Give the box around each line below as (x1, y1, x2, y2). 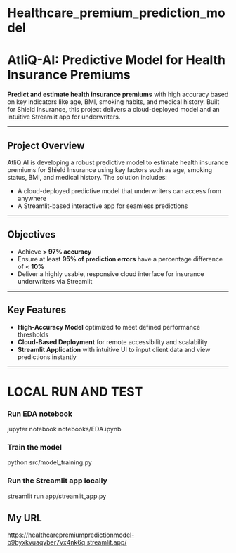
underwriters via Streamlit (17, 277, 93, 285)
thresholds (17, 330, 49, 339)
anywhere (17, 194, 47, 202)
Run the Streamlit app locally (7, 476, 107, 486)
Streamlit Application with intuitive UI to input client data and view (17, 345, 211, 353)
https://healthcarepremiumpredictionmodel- (7, 531, 135, 539)
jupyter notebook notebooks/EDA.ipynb (7, 425, 122, 434)
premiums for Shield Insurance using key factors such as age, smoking (7, 165, 213, 174)
